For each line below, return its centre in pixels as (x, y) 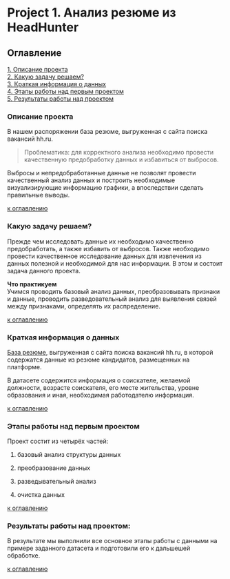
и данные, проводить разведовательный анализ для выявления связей (112, 299)
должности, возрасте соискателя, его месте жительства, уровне (103, 387)
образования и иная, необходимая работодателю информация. (101, 395)
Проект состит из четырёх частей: (58, 441)
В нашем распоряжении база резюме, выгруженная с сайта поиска (107, 132)
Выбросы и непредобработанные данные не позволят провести (102, 173)
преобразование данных (54, 468)
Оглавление (34, 53)
